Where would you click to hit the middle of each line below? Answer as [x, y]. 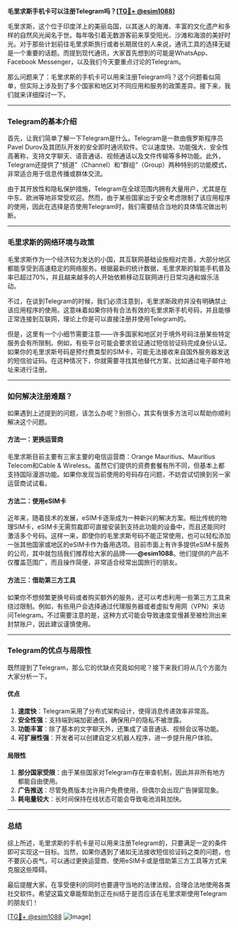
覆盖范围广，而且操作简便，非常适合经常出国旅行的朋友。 [97, 562]
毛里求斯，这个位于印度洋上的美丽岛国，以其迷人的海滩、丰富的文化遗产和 [116, 26]
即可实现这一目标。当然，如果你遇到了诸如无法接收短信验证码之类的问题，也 [119, 851]
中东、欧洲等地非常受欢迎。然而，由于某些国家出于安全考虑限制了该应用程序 [119, 198]
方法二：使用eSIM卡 [37, 501]
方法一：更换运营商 [35, 439]
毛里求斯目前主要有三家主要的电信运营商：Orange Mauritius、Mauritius [112, 457]
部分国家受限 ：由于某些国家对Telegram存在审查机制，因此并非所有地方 [121, 772]
